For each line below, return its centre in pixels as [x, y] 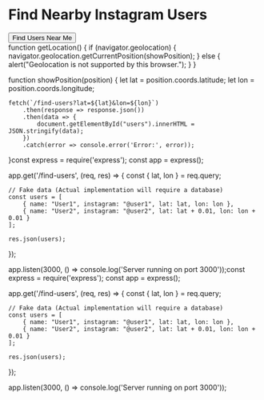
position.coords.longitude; [52, 88]
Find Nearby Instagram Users [108, 15]
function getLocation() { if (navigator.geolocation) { [92, 47]
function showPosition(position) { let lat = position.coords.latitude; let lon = [132, 80]
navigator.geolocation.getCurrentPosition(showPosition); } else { [114, 56]
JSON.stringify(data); [46, 131]
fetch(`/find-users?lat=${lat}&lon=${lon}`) [84, 103]
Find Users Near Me [42, 38]
